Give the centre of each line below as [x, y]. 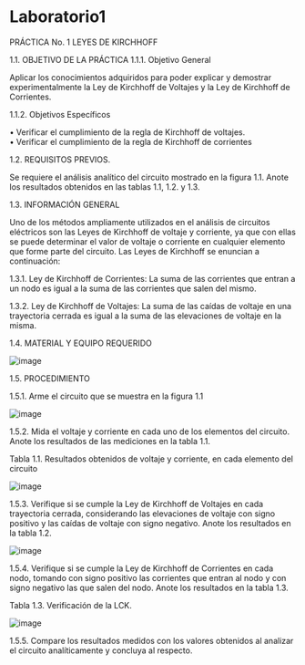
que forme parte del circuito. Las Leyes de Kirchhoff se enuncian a [134, 251]
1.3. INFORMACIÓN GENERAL [65, 204]
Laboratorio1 [58, 17]
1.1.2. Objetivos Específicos [60, 114]
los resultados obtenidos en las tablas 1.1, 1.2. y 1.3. [105, 187]
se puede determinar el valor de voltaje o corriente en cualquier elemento [147, 241]
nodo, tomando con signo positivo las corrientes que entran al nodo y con [148, 577]
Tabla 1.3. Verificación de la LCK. [71, 605]
